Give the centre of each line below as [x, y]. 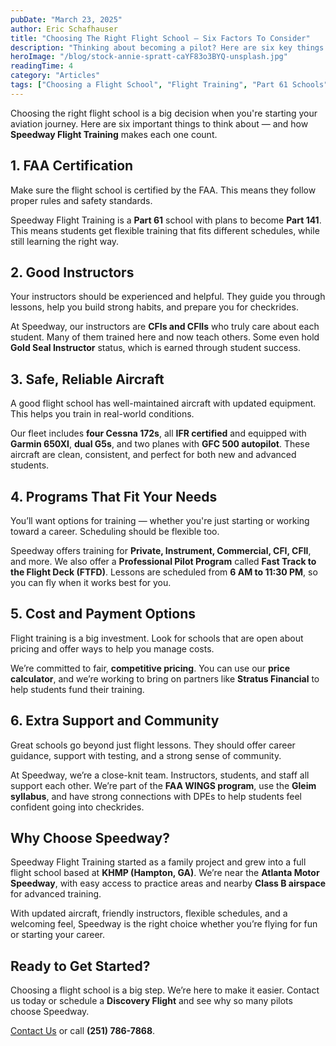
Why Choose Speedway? [90, 838]
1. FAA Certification [72, 166]
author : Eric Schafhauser [64, 29]
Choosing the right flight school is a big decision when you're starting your [164, 113]
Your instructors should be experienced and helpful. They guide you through [168, 297]
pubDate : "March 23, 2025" [66, 19]
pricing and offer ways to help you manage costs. [112, 648]
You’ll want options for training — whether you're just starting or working [160, 520]
